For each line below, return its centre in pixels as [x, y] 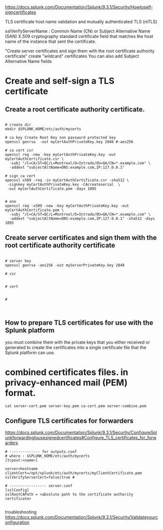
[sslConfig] [17, 490]
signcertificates [21, 12]
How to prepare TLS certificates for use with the [79, 323]
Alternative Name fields [29, 61]
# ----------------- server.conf [39, 486]
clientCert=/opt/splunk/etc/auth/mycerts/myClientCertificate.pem [73, 473]
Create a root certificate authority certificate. [75, 109]
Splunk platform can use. [30, 353]
